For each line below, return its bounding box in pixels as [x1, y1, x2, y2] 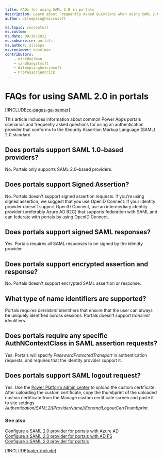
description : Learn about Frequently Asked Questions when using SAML [5, 12, 151, 16]
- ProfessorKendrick [14, 70, 55, 75]
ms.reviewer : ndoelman [5, 47, 51, 52]
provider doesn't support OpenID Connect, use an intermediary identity [5, 203, 148, 209]
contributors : [5, 52, 34, 57]
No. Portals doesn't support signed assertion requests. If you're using [5, 193, 145, 199]
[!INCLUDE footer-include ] [5, 447, 57, 454]
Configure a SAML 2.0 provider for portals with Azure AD [5, 428, 119, 434]
